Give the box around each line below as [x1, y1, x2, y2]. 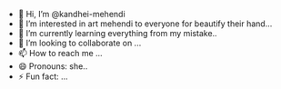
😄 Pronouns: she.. [17, 61, 88, 72]
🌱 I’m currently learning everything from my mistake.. [17, 28, 217, 38]
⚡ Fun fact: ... [17, 71, 68, 82]
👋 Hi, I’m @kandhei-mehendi [17, 9, 125, 19]
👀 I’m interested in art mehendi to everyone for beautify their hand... [17, 18, 273, 29]
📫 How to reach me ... [17, 48, 103, 58]
